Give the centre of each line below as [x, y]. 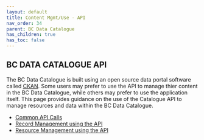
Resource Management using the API [62, 130]
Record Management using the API [59, 124]
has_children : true [31, 35]
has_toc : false [26, 40]
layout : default [27, 12]
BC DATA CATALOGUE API [57, 65]
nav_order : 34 [24, 23]
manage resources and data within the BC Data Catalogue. [80, 105]
